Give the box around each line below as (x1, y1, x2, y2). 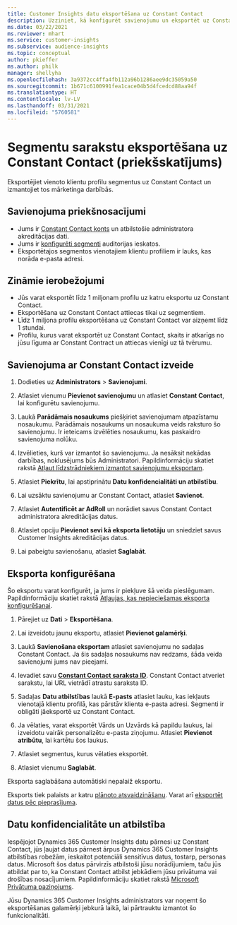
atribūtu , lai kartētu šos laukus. (17, 736, 109, 744)
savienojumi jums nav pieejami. (17, 657, 109, 666)
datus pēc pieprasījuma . (7, 798, 78, 806)
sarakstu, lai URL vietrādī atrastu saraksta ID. (17, 679, 148, 687)
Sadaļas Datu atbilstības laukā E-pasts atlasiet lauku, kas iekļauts (17, 692, 210, 700)
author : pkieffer (7, 56, 59, 64)
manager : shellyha (7, 69, 61, 76)
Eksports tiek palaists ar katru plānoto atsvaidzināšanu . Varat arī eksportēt (7, 790, 224, 799)
